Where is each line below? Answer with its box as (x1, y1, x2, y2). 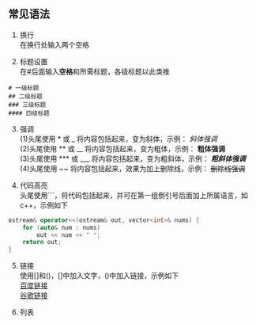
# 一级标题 (8, 84, 40, 92)
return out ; (22, 238, 62, 246)
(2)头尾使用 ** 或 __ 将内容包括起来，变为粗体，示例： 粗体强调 (19, 143, 226, 153)
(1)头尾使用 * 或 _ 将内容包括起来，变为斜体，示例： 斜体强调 (19, 134, 217, 143)
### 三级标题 (8, 101, 47, 109)
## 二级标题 (8, 92, 43, 101)
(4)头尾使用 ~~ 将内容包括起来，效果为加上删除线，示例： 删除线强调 (19, 163, 246, 173)
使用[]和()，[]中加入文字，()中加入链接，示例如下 (19, 271, 179, 280)
